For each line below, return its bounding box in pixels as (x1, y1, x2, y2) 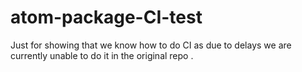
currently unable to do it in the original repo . (10, 49, 194, 61)
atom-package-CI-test (10, 6, 203, 29)
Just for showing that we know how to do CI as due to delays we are (10, 39, 292, 51)
